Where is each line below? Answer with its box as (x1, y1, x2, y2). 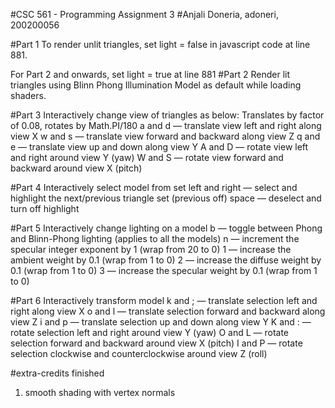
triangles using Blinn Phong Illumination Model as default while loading (10, 79, 302, 91)
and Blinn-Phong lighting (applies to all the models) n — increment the (10, 233, 300, 244)
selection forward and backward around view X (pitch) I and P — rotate (10, 337, 303, 349)
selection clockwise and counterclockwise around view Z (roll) (10, 348, 268, 359)
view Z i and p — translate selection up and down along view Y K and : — (10, 316, 312, 328)
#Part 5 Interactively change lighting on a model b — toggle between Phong (10, 222, 323, 234)
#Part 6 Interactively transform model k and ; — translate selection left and (10, 295, 318, 306)
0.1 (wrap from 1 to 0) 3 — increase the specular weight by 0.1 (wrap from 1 (10, 265, 318, 276)
